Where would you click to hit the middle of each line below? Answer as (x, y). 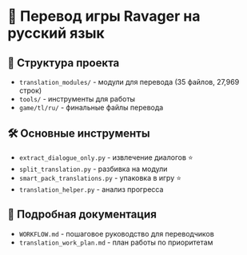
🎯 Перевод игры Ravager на (104, 16)
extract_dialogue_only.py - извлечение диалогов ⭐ (106, 157)
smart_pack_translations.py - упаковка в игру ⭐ (100, 177)
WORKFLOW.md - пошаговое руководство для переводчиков (117, 233)
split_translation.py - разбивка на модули (93, 169)
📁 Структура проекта (64, 63)
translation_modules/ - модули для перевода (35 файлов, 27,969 (129, 82)
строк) (30, 90)
